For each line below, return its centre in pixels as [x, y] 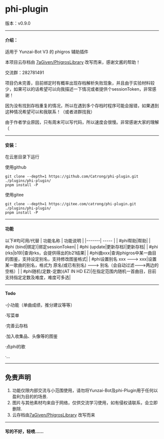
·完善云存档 [17, 326]
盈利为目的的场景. [30, 396]
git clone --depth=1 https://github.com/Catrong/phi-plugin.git [72, 177]
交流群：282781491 [25, 73]
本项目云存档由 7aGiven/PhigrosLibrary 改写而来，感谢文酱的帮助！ [73, 62]
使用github [16, 167]
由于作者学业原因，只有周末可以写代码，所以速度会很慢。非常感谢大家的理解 [82, 122]
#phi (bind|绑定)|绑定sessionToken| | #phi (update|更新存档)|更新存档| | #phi [82, 246]
